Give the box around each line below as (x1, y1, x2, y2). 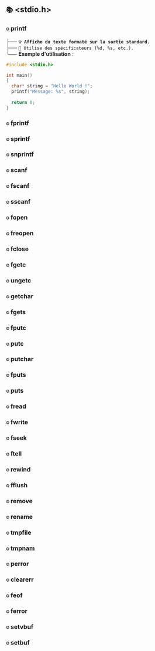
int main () (6, 72, 33, 78)
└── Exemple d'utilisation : (6, 50, 74, 58)
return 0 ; (11, 99, 35, 105)
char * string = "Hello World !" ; (11, 83, 93, 89)
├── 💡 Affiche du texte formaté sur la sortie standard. (6, 38, 150, 45)
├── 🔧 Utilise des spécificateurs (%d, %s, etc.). (6, 44, 134, 51)
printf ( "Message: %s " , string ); (11, 89, 91, 95)
